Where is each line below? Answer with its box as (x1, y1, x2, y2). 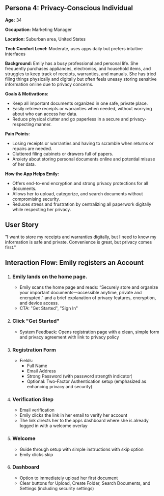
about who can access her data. (12, 111, 78, 117)
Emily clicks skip (19, 451, 53, 457)
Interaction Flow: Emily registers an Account (5, 258, 144, 267)
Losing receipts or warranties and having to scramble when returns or (12, 140, 154, 146)
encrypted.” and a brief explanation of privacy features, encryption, (19, 295, 156, 301)
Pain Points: (5, 130, 30, 137)
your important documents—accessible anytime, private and (19, 290, 142, 296)
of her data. (12, 161, 36, 167)
